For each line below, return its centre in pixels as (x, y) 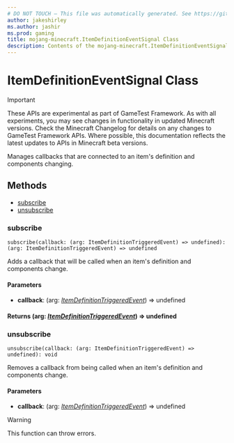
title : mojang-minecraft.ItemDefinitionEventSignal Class (93, 40)
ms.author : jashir (34, 26)
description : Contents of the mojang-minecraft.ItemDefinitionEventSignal (118, 46)
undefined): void (32, 355)
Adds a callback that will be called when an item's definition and (99, 261)
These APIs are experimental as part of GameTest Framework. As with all (112, 113)
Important (21, 100)
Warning (19, 420)
